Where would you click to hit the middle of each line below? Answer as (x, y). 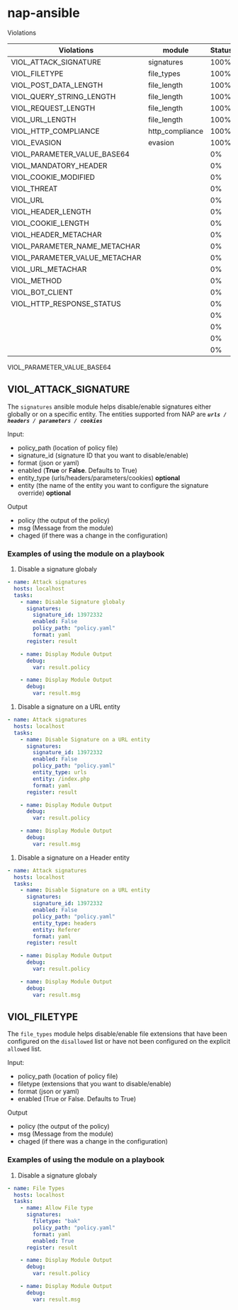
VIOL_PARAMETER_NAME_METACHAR (75, 246)
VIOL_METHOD (36, 280)
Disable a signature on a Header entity (73, 858)
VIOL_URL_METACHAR (49, 269)
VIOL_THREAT (34, 188)
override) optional (44, 493)
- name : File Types (36, 1188)
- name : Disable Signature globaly (73, 602)
